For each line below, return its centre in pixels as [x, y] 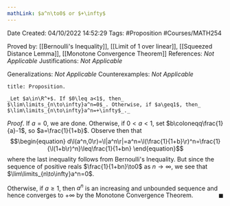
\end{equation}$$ [158, 149]
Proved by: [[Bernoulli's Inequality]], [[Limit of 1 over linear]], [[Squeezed [110, 46]
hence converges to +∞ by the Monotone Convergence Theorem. [100, 195]
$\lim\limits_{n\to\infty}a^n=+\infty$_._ [69, 110]
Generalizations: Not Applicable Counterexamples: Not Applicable [100, 74]
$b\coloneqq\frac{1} [195, 123]
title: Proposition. [37, 86]
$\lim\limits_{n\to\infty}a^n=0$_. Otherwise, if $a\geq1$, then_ [104, 104]
